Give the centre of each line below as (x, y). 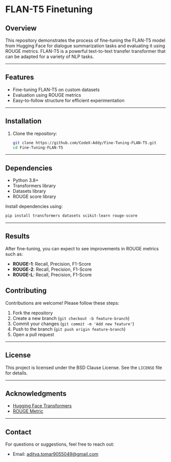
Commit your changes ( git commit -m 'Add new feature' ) (73, 324)
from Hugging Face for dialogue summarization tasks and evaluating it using (85, 46)
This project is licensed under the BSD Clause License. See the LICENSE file (84, 367)
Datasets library (29, 191)
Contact (18, 432)
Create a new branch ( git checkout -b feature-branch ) (71, 318)
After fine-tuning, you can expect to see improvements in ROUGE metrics (82, 248)
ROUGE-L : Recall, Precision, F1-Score (52, 275)
